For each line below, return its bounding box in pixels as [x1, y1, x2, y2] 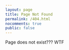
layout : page [5, 7, 33, 12]
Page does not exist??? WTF [5, 39, 64, 45]
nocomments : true [5, 21, 42, 26]
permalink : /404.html [5, 16, 51, 21]
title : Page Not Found [5, 12, 53, 17]
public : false [5, 26, 35, 31]
